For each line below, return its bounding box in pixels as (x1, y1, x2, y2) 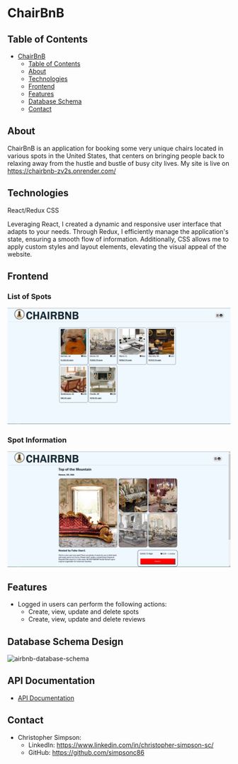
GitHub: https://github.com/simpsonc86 (28, 748, 145, 756)
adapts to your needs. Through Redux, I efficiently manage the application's (7, 227, 229, 235)
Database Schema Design (7, 636, 124, 648)
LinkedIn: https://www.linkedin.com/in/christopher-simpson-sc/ (28, 741, 214, 749)
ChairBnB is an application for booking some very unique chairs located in (7, 144, 224, 152)
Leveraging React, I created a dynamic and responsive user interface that (7, 220, 222, 228)
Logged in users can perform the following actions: (17, 600, 167, 609)
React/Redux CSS (7, 206, 59, 214)
